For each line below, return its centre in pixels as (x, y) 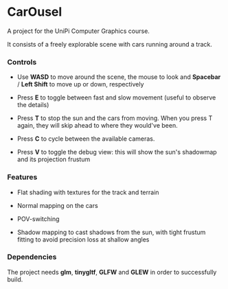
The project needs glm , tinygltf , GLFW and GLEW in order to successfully (112, 272)
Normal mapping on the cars (57, 205)
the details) (33, 105)
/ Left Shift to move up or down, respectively (80, 84)
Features (22, 177)
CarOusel (35, 12)
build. (15, 279)
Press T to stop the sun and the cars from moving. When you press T (115, 118)
